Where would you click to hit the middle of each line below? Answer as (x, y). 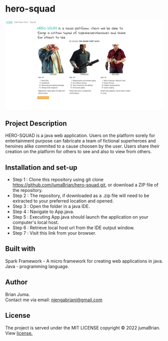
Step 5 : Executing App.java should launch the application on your (80, 217)
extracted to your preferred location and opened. (63, 201)
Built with (20, 249)
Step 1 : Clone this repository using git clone (58, 180)
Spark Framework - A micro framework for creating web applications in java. (84, 261)
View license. (19, 333)
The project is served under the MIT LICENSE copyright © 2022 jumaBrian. (83, 327)
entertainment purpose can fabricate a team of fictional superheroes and (81, 141)
